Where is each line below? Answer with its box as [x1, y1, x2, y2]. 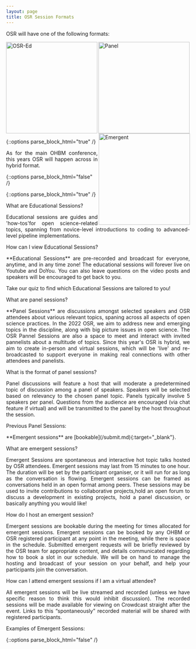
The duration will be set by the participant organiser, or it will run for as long [6, 469, 190, 476]
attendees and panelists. [6, 357, 65, 364]
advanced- [163, 226, 190, 233]
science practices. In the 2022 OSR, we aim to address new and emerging [6, 320, 190, 327]
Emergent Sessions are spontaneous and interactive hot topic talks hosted [6, 456, 190, 463]
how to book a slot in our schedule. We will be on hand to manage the [6, 554, 190, 561]
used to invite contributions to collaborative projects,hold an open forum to [6, 487, 190, 495]
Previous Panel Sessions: [6, 422, 67, 429]
